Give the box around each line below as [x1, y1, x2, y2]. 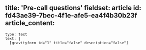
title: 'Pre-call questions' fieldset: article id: [5, 4, 142, 12]
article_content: [5, 19, 55, 27]
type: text [5, 32, 28, 37]
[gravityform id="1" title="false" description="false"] [9, 40, 129, 45]
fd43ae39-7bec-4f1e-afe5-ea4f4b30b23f [5, 12, 138, 20]
